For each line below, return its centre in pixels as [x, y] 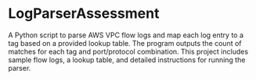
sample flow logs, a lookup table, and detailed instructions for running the [127, 60]
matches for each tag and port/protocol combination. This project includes [128, 51]
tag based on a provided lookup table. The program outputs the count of [125, 43]
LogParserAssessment [84, 14]
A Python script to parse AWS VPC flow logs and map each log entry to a [126, 35]
